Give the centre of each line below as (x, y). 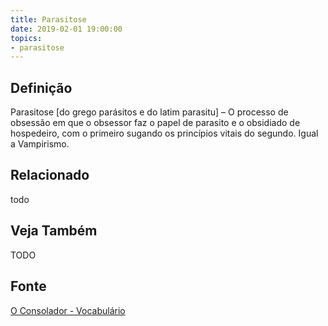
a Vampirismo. (40, 144)
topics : (26, 38)
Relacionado (50, 175)
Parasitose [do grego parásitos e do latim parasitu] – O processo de (149, 112)
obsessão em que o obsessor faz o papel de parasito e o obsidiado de (155, 123)
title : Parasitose (48, 19)
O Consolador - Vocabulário (68, 310)
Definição (41, 87)
